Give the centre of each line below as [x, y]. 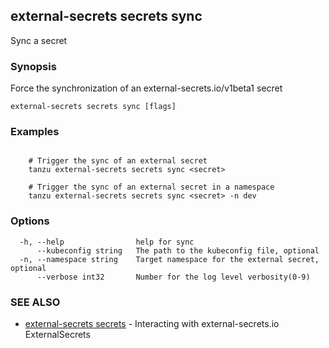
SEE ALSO [35, 302]
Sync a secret [39, 40]
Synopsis [33, 66]
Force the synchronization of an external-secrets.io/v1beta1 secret [146, 88]
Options [30, 221]
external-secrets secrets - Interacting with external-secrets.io [152, 323]
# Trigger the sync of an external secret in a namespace [151, 187]
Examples [35, 132]
